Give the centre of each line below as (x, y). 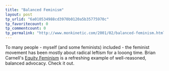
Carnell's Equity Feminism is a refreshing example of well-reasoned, (76, 58)
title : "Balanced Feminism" (35, 10)
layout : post (19, 14)
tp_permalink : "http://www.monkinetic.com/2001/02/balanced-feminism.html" (86, 33)
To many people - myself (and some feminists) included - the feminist (77, 47)
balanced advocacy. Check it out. (40, 63)
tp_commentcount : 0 (26, 28)
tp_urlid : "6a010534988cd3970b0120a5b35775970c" (57, 19)
